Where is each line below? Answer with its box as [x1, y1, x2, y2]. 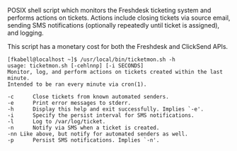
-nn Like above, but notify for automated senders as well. [7, 130, 189, 138]
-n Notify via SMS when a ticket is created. [7, 124, 160, 131]
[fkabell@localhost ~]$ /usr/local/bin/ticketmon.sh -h [7, 56, 175, 63]
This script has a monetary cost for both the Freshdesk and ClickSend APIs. [7, 43, 229, 50]
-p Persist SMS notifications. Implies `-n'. [7, 137, 160, 144]
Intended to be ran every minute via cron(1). [7, 81, 147, 88]
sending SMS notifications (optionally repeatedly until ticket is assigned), [7, 21, 220, 29]
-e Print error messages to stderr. [7, 99, 132, 106]
